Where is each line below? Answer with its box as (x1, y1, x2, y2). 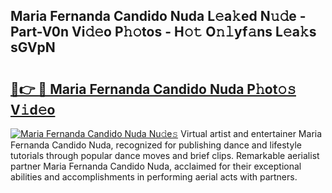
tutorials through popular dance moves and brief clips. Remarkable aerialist (10, 150, 320, 161)
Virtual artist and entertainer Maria (180, 128, 323, 139)
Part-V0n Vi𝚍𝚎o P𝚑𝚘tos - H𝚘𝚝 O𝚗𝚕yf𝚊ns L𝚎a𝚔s (10, 24, 317, 41)
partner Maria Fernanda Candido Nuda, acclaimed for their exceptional (10, 160, 302, 172)
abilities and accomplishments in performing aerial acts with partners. (10, 171, 298, 183)
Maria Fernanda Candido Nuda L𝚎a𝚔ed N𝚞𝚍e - (10, 8, 307, 25)
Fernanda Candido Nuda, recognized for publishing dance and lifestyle (10, 139, 302, 151)
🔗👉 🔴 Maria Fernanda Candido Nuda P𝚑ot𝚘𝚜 (10, 80, 297, 98)
